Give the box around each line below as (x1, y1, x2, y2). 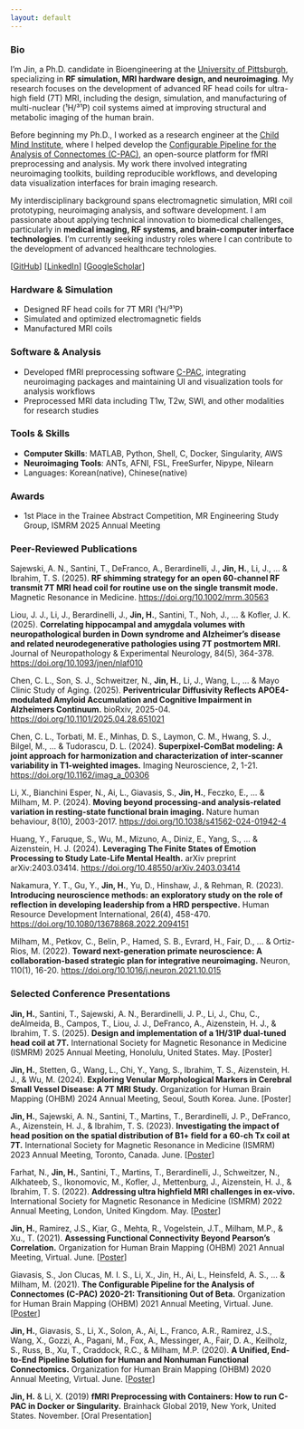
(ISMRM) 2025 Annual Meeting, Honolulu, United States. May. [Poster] (10, 1047, 272, 1058)
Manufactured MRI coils (23, 323, 113, 334)
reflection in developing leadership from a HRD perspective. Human (10, 899, 270, 910)
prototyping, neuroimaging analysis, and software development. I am (10, 205, 267, 216)
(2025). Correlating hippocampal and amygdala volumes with (10, 619, 245, 630)
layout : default (10, 13, 71, 23)
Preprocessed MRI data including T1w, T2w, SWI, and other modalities (23, 395, 285, 406)
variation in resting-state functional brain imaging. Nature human (10, 807, 260, 818)
